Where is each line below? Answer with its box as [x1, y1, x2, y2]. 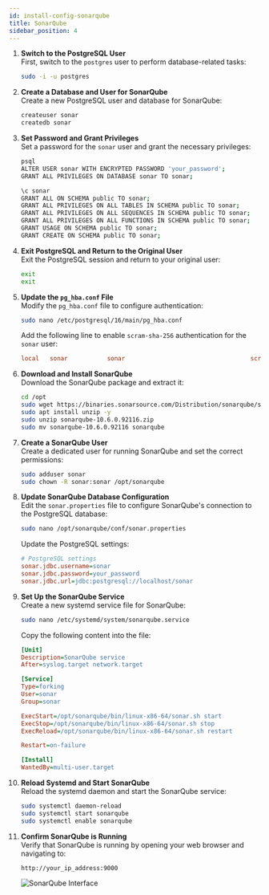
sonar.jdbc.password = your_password [20, 570, 140, 578]
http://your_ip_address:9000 [20, 864, 118, 872]
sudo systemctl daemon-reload [20, 802, 122, 810]
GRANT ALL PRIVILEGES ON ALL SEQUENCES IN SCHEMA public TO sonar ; [20, 210, 251, 218]
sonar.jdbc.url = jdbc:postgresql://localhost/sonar [20, 577, 194, 585]
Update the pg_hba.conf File [20, 292, 114, 302]
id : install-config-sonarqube [9, 11, 110, 20]
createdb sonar [20, 119, 72, 127]
